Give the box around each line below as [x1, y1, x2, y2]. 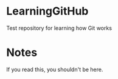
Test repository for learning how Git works [6, 24, 113, 32]
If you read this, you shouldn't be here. [6, 66, 103, 73]
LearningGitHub [6, 4, 89, 18]
